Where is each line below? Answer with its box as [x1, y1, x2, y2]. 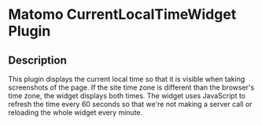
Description [8, 53, 67, 67]
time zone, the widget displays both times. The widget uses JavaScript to [8, 91, 246, 100]
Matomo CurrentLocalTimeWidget [8, 6, 237, 24]
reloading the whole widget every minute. [8, 108, 143, 117]
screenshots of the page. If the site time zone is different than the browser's [8, 83, 255, 92]
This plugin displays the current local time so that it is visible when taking [8, 75, 245, 83]
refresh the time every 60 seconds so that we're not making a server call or [8, 100, 253, 108]
